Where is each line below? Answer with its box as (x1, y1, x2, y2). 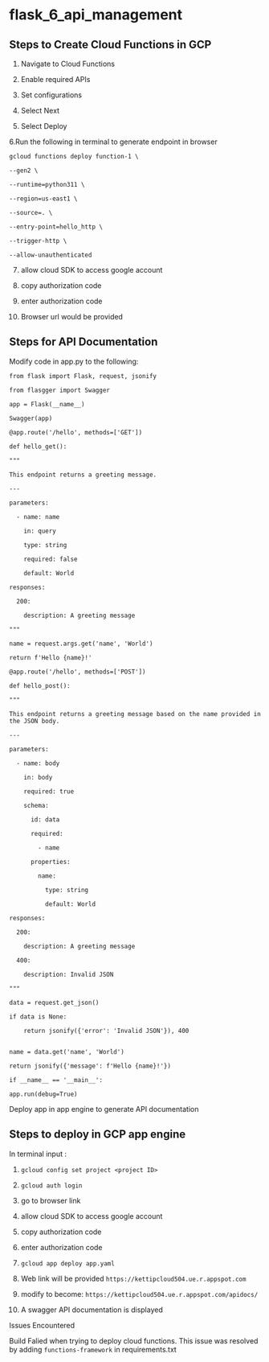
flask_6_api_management (9, 6, 183, 24)
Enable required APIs (20, 75, 91, 84)
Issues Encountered (9, 1320, 75, 1330)
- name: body (16, 759, 60, 767)
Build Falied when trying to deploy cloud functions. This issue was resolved (9, 1335, 259, 1345)
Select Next (20, 106, 59, 115)
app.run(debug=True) (9, 1090, 79, 1098)
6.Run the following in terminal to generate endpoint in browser (9, 137, 218, 146)
